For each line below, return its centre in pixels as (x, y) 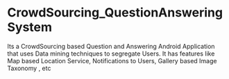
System (30, 27)
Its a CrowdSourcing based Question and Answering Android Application (111, 46)
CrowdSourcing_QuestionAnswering (115, 13)
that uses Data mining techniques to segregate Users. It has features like (111, 54)
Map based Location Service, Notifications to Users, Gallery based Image (112, 60)
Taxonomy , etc (29, 68)
